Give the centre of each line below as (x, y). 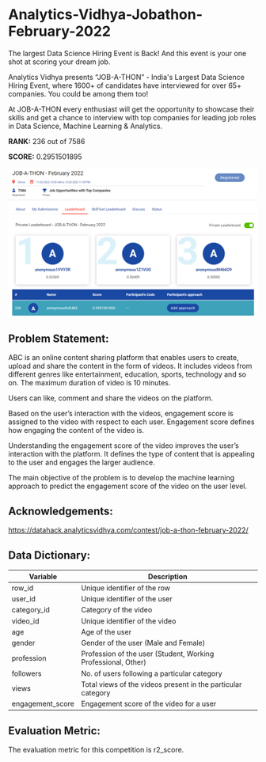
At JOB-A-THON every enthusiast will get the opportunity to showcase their (131, 109)
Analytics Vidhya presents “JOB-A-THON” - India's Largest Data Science (127, 77)
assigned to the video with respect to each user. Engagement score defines (131, 422)
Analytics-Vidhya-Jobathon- (106, 15)
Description (167, 576)
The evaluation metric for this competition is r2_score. (96, 750)
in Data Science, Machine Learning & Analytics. (85, 126)
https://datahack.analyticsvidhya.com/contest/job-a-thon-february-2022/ (129, 530)
